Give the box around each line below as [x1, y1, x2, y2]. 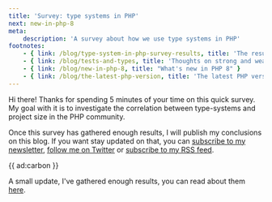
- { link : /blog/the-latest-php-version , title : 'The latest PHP [23, 72, 249, 80]
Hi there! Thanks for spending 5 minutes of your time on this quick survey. [8, 94, 256, 104]
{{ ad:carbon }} [8, 160, 59, 170]
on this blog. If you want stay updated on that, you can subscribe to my [8, 135, 246, 146]
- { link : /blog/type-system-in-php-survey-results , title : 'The [23, 49, 249, 58]
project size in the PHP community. [8, 111, 125, 122]
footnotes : [8, 42, 45, 50]
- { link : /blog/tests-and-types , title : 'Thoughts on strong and [23, 58, 252, 66]
